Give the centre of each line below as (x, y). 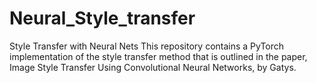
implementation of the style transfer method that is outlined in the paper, (158, 56)
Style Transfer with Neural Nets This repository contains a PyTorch (147, 46)
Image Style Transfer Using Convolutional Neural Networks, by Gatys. (153, 67)
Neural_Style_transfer (102, 18)
